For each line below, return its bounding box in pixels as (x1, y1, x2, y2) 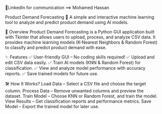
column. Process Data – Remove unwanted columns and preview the (5, 88, 144, 93)
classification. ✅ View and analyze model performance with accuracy (5, 65, 146, 71)
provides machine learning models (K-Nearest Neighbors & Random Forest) (5, 39, 158, 45)
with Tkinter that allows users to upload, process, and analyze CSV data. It (5, 34, 156, 40)
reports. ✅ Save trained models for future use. (5, 71, 99, 76)
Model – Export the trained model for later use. (5, 104, 100, 109)
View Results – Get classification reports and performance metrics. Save (5, 98, 151, 104)
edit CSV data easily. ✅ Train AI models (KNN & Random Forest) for (5, 59, 141, 65)
